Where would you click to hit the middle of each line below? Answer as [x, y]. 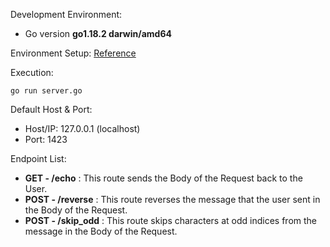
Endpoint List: [38, 158]
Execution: [32, 72]
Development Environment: [66, 14]
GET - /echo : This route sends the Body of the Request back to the [163, 178]
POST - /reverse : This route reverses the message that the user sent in [172, 199]
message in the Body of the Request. [101, 231]
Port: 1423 [46, 139]
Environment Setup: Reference [73, 53]
